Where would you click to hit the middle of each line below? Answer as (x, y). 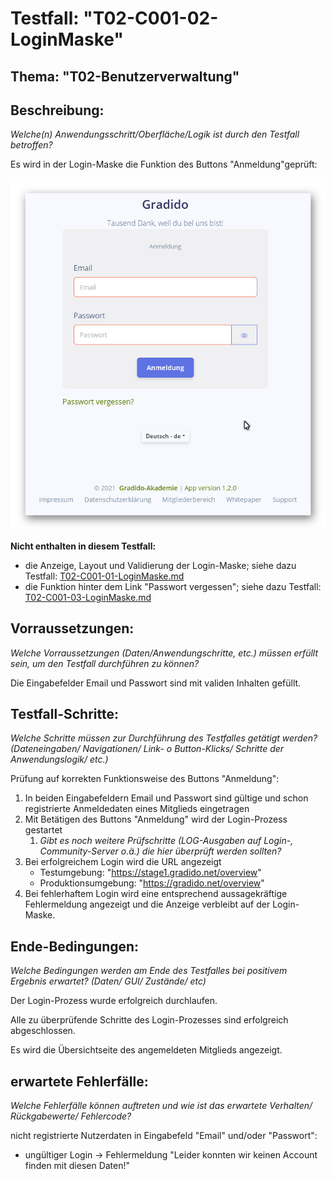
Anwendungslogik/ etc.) (59, 759)
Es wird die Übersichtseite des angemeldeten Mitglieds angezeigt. (146, 1050)
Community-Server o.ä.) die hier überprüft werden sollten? (160, 851)
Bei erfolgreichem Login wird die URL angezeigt (123, 862)
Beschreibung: (57, 110)
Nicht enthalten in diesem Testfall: (83, 546)
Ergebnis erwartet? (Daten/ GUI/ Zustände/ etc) (108, 981)
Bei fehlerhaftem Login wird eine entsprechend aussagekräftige (156, 894)
